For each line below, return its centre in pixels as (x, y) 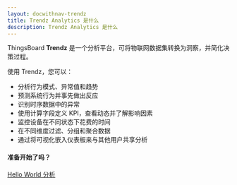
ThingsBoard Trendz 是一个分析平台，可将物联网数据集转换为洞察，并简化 (115, 48)
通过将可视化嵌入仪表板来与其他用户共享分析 (83, 140)
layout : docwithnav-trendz (47, 14)
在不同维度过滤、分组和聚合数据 (64, 131)
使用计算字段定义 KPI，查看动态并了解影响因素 (85, 113)
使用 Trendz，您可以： (40, 72)
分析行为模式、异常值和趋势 (58, 87)
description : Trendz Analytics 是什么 (63, 27)
